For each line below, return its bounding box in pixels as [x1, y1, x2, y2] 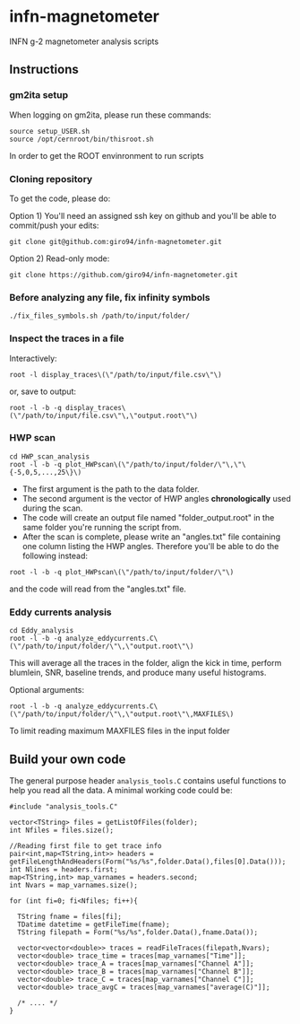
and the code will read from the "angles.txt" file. [9, 583, 186, 594]
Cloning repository [9, 172, 93, 185]
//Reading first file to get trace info [9, 841, 163, 850]
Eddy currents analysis [9, 606, 112, 618]
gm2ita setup [9, 89, 69, 101]
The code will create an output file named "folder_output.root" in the [21, 512, 275, 522]
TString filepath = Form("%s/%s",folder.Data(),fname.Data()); [17, 927, 258, 937]
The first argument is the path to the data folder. [21, 483, 200, 494]
